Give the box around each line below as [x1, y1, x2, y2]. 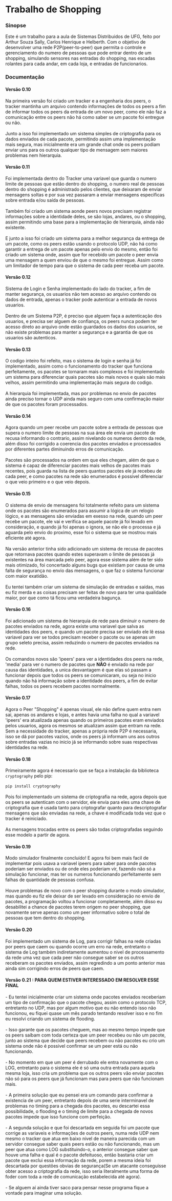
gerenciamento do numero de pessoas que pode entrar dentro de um [5, 50, 152, 56]
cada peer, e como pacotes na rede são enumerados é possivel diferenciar [5, 473, 163, 480]
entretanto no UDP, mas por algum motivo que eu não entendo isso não [5, 1005, 156, 1011]
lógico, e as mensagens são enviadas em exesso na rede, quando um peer [5, 513, 163, 519]
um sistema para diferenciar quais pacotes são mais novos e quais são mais [5, 374, 166, 380]
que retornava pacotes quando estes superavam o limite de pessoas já [5, 551, 155, 557]
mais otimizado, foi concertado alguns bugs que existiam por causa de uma [5, 562, 165, 568]
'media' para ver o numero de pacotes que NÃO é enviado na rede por [5, 661, 155, 667]
